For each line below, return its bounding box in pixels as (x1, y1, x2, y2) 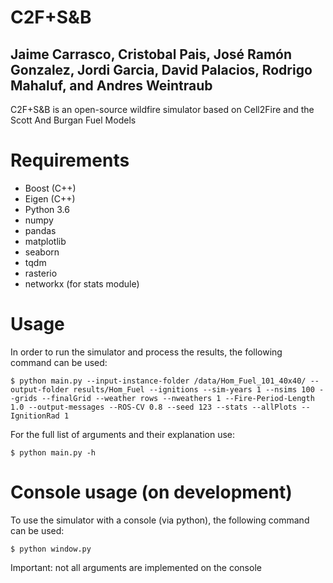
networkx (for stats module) (24, 277, 140, 290)
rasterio (24, 267, 58, 279)
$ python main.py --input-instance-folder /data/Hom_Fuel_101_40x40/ (10, 376, 307, 386)
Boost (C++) (24, 182, 77, 194)
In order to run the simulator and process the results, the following (10, 346, 283, 358)
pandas (24, 224, 57, 236)
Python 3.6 (24, 203, 70, 215)
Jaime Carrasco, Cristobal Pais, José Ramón (10, 46, 293, 63)
